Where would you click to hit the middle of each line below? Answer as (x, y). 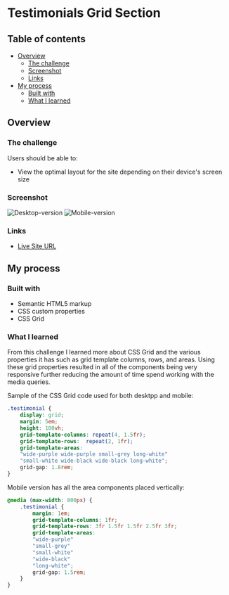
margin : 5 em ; (39, 422)
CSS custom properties (51, 311)
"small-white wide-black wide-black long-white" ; (94, 461)
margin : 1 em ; (52, 513)
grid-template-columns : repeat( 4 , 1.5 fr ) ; (83, 435)
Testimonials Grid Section (84, 13)
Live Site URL (37, 246)
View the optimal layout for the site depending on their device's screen (120, 172)
